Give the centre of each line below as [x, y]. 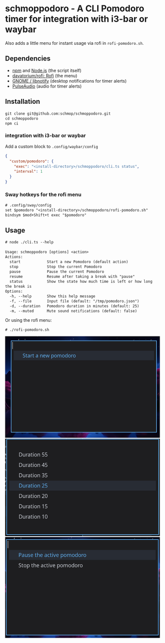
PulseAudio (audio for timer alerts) [47, 86]
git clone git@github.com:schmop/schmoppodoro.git [58, 114]
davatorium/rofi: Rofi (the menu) [45, 76]
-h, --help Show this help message [53, 296]
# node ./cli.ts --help [29, 242]
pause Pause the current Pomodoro [57, 272]
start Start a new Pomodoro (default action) [69, 262]
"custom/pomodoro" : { [32, 161]
